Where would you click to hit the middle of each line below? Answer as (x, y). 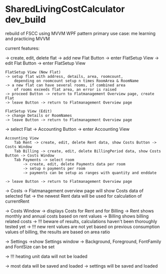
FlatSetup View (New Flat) (33, 72)
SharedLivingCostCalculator (65, 9)
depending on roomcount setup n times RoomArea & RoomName (77, 81)
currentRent (17, 201)
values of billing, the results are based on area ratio (58, 232)
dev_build (26, 20)
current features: (22, 48)
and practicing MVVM (28, 39)
